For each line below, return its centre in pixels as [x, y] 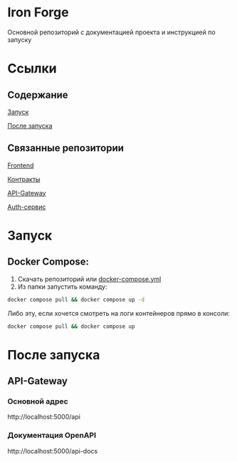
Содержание [38, 94]
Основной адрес [38, 401]
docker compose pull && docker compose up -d [76, 299]
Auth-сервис [27, 207]
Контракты [24, 179]
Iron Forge [38, 12]
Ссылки [32, 69]
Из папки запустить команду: [63, 287]
